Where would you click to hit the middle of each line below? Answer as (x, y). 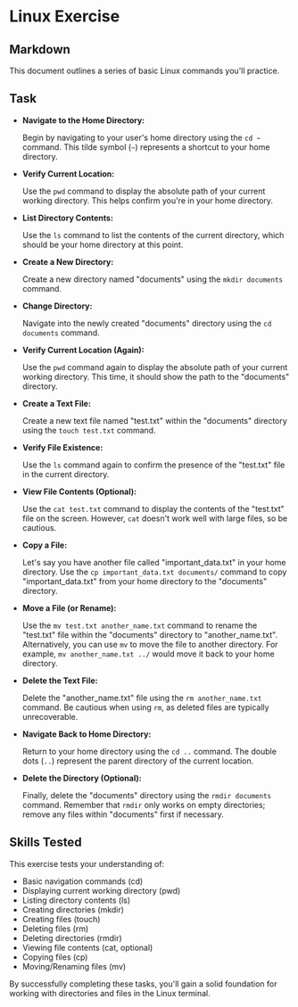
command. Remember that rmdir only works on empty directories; (144, 805)
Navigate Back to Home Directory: (87, 734)
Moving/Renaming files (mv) (74, 966)
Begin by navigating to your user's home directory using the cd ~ (141, 137)
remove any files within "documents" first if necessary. (123, 814)
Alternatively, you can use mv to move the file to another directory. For (150, 644)
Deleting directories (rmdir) (72, 937)
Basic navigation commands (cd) (83, 881)
